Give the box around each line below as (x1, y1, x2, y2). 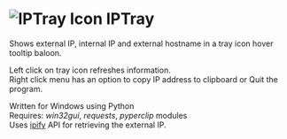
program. (9, 83, 43, 94)
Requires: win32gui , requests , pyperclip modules (9, 110, 188, 120)
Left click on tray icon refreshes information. (9, 65, 171, 75)
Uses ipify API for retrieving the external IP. (9, 120, 167, 130)
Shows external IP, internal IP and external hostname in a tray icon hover (9, 38, 274, 49)
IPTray (105, 9, 155, 29)
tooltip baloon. (9, 47, 62, 58)
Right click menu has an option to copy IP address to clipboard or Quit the (9, 73, 279, 84)
